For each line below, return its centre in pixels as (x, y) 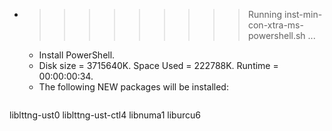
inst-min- (303, 14)
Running (265, 14)
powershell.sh (276, 35)
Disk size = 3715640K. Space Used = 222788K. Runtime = (158, 65)
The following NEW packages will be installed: (133, 87)
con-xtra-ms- (275, 25)
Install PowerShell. (77, 55)
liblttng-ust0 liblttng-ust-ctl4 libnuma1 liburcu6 (105, 115)
